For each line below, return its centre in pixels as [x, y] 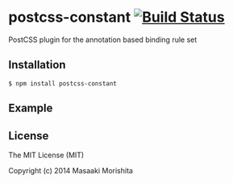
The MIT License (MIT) [46, 155]
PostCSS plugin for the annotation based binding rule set [103, 40]
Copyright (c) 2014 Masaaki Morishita [71, 170]
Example [31, 108]
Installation [37, 65]
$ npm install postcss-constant [62, 83]
